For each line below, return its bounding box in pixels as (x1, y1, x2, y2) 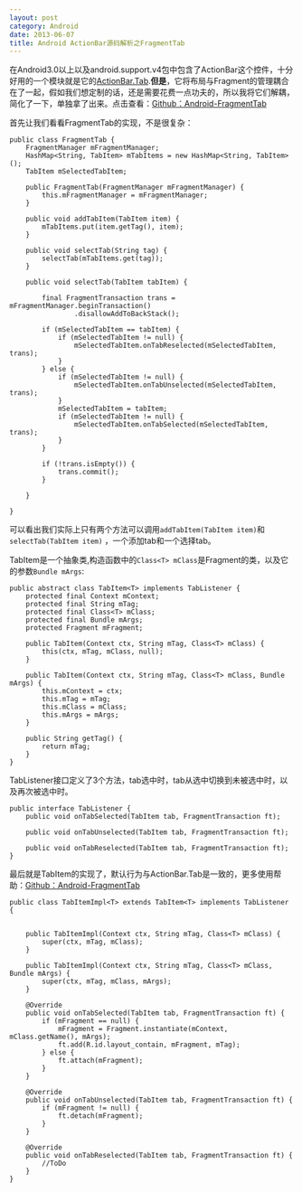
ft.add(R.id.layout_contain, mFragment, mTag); (57, 1040, 241, 1049)
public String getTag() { (25, 734, 124, 744)
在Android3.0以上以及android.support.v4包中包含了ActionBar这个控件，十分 (9, 64, 294, 75)
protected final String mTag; (25, 600, 140, 609)
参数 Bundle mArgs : (16, 566, 84, 577)
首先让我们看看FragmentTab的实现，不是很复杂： (9, 117, 193, 128)
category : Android (9, 22, 79, 31)
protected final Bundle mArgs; (25, 615, 144, 624)
